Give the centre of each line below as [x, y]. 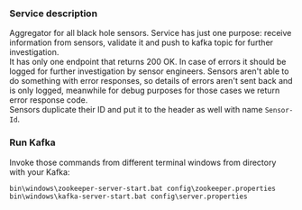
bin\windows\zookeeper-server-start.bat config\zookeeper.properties [143, 188]
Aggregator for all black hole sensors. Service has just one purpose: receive [151, 33]
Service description [53, 14]
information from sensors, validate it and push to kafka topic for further [141, 42]
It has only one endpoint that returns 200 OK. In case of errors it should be [148, 62]
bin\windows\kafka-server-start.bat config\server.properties [128, 196]
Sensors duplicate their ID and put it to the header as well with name [136, 110]
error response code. [49, 100]
